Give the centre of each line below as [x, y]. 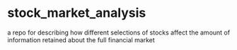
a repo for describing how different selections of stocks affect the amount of [119, 32]
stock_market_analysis [77, 13]
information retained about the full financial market [81, 39]
